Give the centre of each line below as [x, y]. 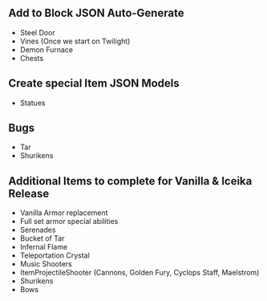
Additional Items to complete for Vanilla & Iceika [130, 181]
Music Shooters [46, 264]
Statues [32, 103]
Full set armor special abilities [69, 222]
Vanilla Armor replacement [64, 213]
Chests [32, 58]
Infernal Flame [44, 247]
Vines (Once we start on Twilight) [75, 41]
